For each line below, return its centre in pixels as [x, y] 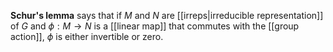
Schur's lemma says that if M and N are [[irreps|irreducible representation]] [167, 15]
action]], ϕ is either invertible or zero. [87, 36]
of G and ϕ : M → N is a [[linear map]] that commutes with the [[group [155, 26]
